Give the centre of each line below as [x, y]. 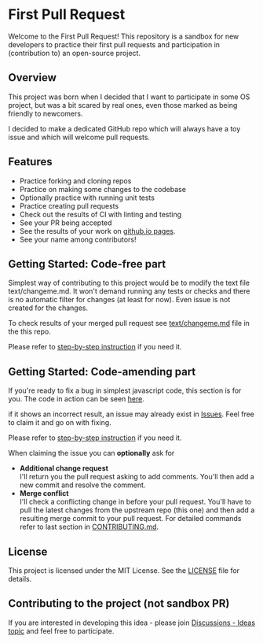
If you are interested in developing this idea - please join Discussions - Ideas [132, 623]
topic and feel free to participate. [61, 630]
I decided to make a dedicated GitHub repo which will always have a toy [124, 128]
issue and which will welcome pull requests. [79, 137]
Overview [33, 78]
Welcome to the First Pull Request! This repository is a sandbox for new [124, 36]
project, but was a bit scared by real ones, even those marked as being [123, 105]
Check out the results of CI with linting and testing [100, 214]
